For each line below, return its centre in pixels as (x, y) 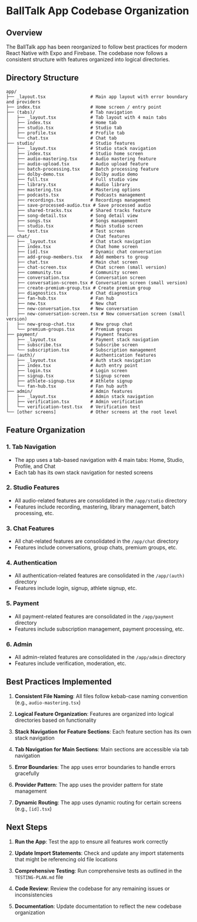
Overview (24, 33)
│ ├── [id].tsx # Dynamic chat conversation (84, 252)
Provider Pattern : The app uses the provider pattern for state (89, 784)
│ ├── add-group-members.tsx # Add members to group (77, 257)
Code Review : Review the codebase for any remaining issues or (92, 888)
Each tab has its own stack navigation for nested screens (84, 472)
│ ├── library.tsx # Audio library (68, 184)
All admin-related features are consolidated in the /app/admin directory (100, 657)
